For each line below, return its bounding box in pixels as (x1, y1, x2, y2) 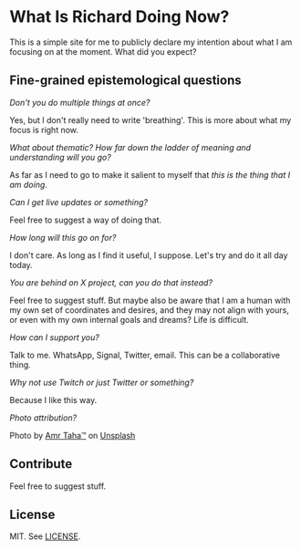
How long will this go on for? (9, 232, 117, 243)
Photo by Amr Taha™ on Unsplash (9, 430, 136, 441)
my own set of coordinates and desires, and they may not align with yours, (9, 304, 289, 316)
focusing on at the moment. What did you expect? (9, 46, 197, 57)
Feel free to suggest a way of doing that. (9, 214, 162, 225)
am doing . (9, 179, 48, 190)
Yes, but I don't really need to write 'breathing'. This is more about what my (9, 114, 292, 125)
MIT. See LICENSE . (9, 531, 81, 542)
